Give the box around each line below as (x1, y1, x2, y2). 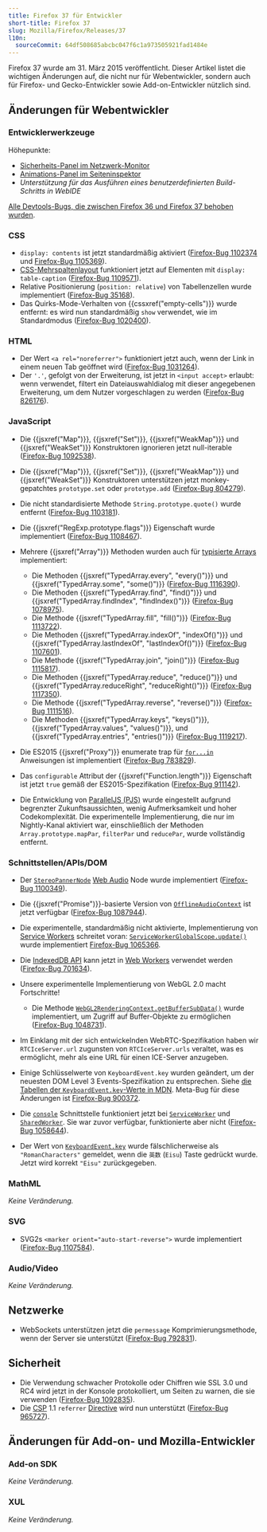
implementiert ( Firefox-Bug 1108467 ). (19, 531, 142, 540)
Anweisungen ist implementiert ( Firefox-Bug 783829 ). (19, 755, 196, 765)
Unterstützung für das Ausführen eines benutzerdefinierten (19, 177, 215, 187)
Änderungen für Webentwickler (8, 103, 169, 116)
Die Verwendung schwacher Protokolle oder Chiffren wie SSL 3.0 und (19, 1377, 248, 1387)
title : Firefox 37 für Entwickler (8, 11, 123, 20)
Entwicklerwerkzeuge (8, 127, 95, 138)
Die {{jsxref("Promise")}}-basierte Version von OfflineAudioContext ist (19, 899, 252, 909)
